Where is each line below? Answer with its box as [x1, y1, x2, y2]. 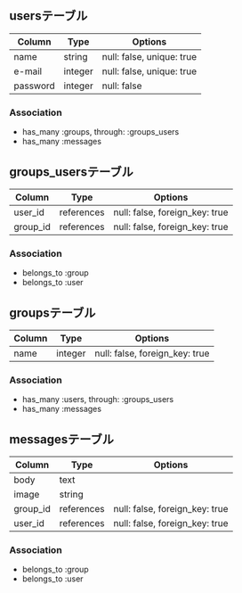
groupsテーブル [9, 305, 96, 320]
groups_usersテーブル [9, 164, 133, 179]
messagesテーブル [9, 432, 114, 447]
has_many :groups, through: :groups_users [21, 127, 180, 137]
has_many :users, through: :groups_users [21, 394, 174, 405]
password [13, 79, 55, 92]
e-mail [13, 65, 43, 78]
